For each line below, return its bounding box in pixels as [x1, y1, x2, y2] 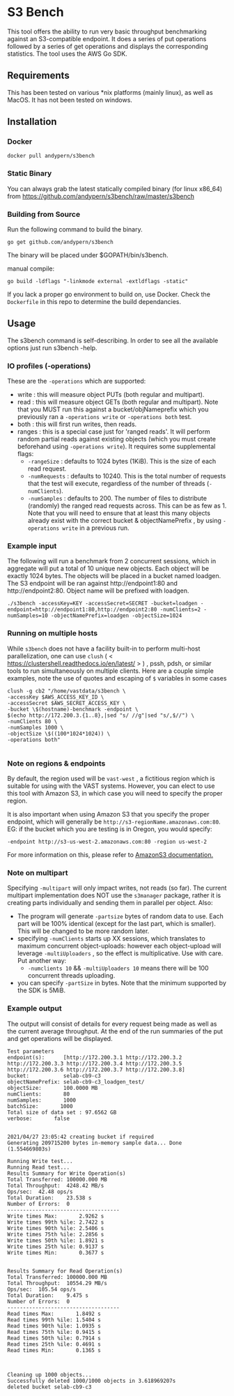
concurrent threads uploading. [27, 971, 116, 980]
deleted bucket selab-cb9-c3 [7, 1383, 92, 1390]
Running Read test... [7, 1164, 70, 1171]
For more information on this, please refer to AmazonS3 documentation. [7, 851, 214, 859]
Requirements [7, 70, 70, 82]
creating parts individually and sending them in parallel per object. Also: [7, 899, 213, 907]
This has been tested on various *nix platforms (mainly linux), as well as [7, 88, 214, 96]
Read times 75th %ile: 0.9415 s [7, 1328, 101, 1335]
